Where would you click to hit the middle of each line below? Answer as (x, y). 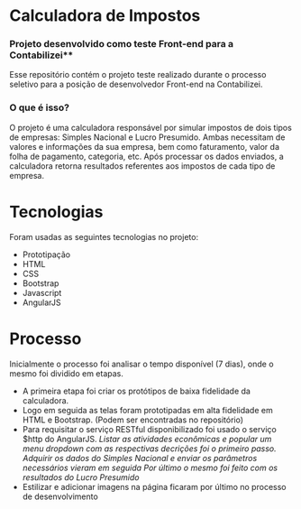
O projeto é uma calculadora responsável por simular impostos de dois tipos (151, 127)
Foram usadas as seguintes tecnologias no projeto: (104, 236)
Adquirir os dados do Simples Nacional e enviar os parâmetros (140, 458)
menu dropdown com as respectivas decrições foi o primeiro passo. (149, 449)
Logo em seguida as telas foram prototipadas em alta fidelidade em (147, 410)
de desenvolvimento (60, 496)
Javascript (42, 292)
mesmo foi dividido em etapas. (67, 373)
